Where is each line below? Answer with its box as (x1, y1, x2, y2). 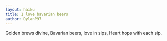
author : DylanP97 (5, 16, 42, 21)
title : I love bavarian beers (5, 12, 69, 17)
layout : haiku (5, 7, 35, 12)
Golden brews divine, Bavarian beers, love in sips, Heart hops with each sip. (5, 30, 162, 36)
